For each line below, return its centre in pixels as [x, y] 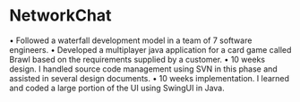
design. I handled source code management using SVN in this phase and [143, 69]
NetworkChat [60, 16]
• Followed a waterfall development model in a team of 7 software [131, 40]
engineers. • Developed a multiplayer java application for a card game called [150, 49]
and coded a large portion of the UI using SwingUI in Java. [117, 88]
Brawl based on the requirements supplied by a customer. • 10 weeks [137, 59]
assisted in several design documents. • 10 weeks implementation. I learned [149, 78]
